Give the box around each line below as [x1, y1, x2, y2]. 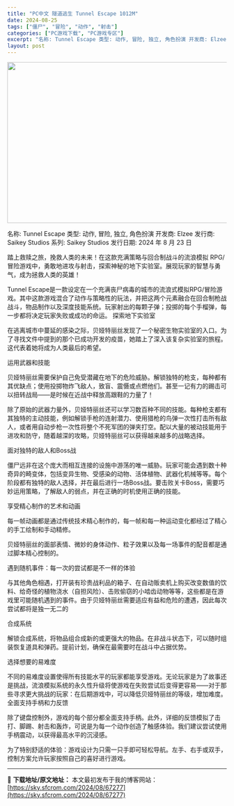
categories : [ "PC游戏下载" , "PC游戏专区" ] [7, 29, 124, 37]
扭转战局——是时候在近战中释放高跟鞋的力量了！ [13, 390, 154, 399]
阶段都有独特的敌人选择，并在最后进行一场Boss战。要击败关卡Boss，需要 [7, 478, 219, 487]
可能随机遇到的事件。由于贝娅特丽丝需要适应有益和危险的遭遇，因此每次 [19, 596, 227, 604]
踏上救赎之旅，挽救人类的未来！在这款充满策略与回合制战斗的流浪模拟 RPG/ [7, 253, 225, 261]
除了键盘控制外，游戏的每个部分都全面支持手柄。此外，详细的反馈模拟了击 [7, 713, 221, 721]
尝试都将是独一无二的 [7, 605, 68, 613]
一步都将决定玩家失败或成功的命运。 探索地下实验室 [7, 311, 155, 319]
